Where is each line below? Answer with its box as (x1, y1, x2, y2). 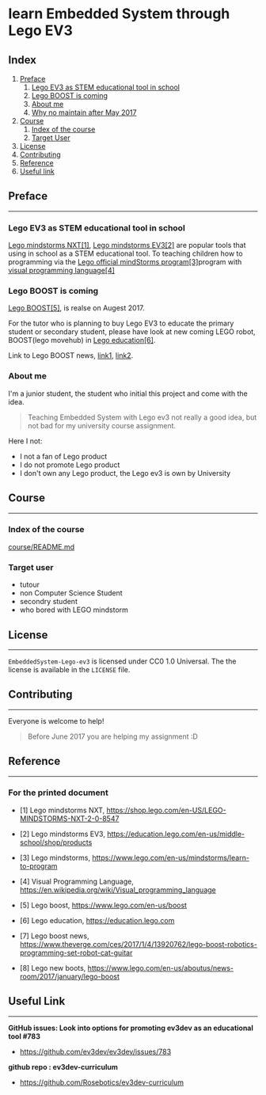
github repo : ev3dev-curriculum (8, 1062, 119, 1071)
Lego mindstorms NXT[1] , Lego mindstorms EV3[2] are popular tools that (8, 241, 247, 250)
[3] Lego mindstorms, (19, 853, 91, 862)
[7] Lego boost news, (19, 931, 89, 941)
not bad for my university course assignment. (27, 420, 177, 430)
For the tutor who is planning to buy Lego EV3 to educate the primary (8, 318, 234, 329)
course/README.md (8, 542, 75, 551)
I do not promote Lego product (19, 460, 120, 470)
